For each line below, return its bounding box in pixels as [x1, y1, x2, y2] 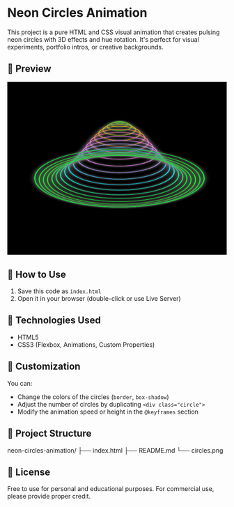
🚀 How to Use [7, 268, 66, 280]
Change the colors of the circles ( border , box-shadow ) [17, 392, 169, 401]
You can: [7, 379, 33, 387]
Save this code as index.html [17, 287, 102, 295]
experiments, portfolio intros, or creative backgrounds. [7, 42, 164, 51]
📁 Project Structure [7, 428, 92, 439]
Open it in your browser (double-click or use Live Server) [17, 295, 181, 303]
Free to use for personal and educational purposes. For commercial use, [7, 485, 214, 493]
